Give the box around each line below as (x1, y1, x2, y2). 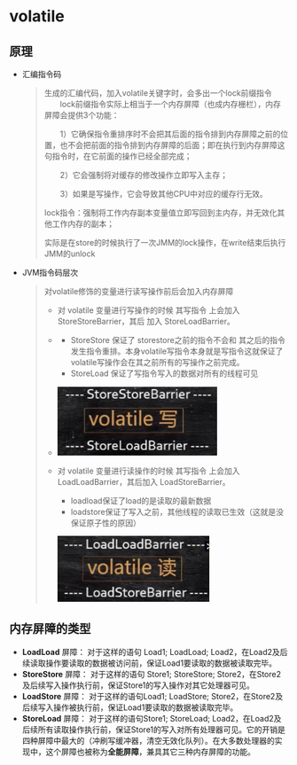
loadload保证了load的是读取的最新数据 (70, 496, 212, 506)
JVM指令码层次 (21, 268, 79, 277)
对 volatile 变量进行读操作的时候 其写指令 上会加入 (57, 465, 240, 476)
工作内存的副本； (51, 219, 115, 229)
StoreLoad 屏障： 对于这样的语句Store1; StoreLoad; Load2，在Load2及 (21, 713, 282, 723)
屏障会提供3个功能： (43, 110, 120, 121)
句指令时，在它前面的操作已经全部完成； (43, 151, 192, 161)
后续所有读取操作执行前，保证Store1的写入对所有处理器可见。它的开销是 (21, 724, 286, 735)
